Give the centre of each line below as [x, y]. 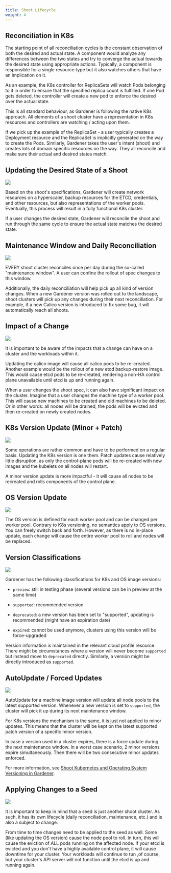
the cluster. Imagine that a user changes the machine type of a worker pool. [85, 395]
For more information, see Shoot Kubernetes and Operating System [76, 768]
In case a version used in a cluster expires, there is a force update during [82, 741]
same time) [25, 595]
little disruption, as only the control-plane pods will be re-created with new [84, 461]
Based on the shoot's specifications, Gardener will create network [75, 192]
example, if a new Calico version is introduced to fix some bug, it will [77, 304]
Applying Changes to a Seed [52, 790]
